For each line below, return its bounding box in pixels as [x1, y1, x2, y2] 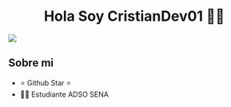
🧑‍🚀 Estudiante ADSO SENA [19, 89, 110, 99]
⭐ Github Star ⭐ [19, 77, 72, 87]
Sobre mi [8, 56, 54, 70]
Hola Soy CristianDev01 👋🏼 [43, 7, 225, 26]
